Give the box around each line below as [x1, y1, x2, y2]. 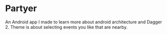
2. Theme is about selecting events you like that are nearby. [5, 24, 128, 30]
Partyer [5, 3, 37, 14]
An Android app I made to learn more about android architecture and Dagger [5, 19, 163, 25]
